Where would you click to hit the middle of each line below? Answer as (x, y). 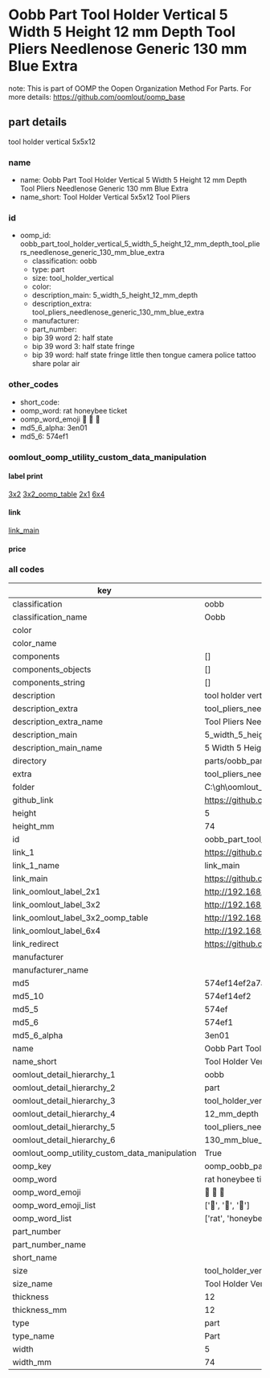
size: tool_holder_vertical (73, 278)
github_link (33, 800)
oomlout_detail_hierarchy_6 (64, 1140)
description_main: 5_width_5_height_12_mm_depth (115, 295)
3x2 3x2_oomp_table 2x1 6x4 (57, 494)
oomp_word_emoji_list (54, 1205)
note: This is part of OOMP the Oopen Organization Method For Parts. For (130, 88)
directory (29, 760)
